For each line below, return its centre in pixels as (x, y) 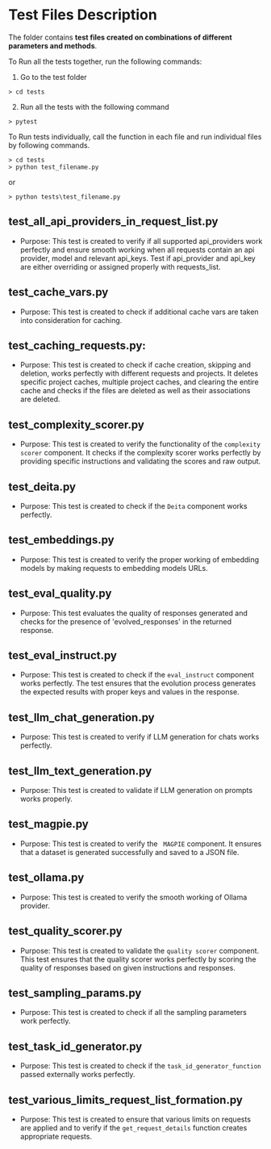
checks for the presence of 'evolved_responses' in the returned (126, 621)
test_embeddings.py (61, 540)
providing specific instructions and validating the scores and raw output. (140, 461)
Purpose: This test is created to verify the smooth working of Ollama (133, 897)
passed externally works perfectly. (77, 1075)
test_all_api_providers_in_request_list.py (114, 222)
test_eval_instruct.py (63, 656)
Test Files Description (83, 15)
